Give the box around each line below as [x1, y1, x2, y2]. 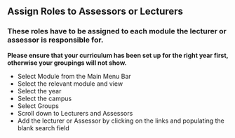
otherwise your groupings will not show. [7, 59, 127, 67]
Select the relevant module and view [17, 79, 123, 88]
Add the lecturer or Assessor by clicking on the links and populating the [17, 116, 224, 125]
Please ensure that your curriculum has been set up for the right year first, [7, 51, 229, 59]
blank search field [17, 123, 70, 132]
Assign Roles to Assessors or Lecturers [7, 6, 184, 17]
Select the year [17, 86, 62, 95]
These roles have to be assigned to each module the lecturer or [7, 26, 227, 36]
